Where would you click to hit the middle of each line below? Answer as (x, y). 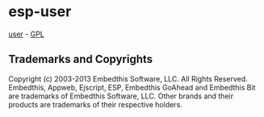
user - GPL (26, 34)
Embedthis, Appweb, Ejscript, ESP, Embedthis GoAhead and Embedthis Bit (132, 87)
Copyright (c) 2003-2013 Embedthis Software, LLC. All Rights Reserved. (128, 78)
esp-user (40, 12)
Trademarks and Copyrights (81, 59)
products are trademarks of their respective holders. (96, 104)
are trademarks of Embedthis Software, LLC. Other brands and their (121, 96)
